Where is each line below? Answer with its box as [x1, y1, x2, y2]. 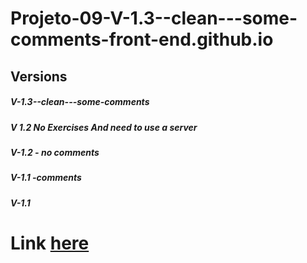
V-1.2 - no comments [10, 146, 100, 158]
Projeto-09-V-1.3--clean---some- [10, 7, 298, 30]
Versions [10, 68, 68, 85]
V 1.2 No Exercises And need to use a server [10, 121, 198, 133]
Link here [10, 232, 90, 254]
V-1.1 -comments [10, 172, 82, 184]
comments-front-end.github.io [10, 28, 274, 51]
